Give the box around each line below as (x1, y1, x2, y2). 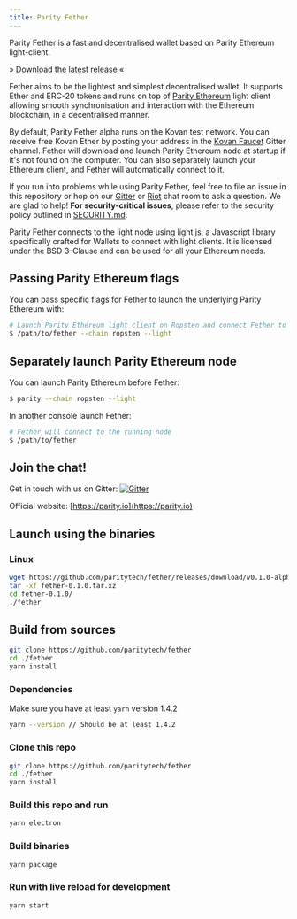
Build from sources (9, 622, 117, 637)
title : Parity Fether (9, 12, 89, 22)
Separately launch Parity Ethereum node (9, 353, 237, 368)
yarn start (9, 900, 49, 910)
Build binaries (9, 840, 70, 853)
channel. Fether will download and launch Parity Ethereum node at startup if (9, 145, 286, 156)
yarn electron (9, 819, 62, 828)
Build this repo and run (9, 799, 109, 811)
